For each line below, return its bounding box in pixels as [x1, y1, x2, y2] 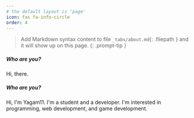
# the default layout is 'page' [6, 8, 86, 15]
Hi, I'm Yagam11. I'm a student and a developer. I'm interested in [6, 99, 161, 106]
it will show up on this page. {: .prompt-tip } [20, 42, 127, 49]
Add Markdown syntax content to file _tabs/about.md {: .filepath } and [20, 36, 189, 43]
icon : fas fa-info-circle [6, 14, 70, 20]
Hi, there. [6, 70, 29, 77]
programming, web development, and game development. [6, 105, 148, 112]
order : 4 [6, 19, 28, 25]
